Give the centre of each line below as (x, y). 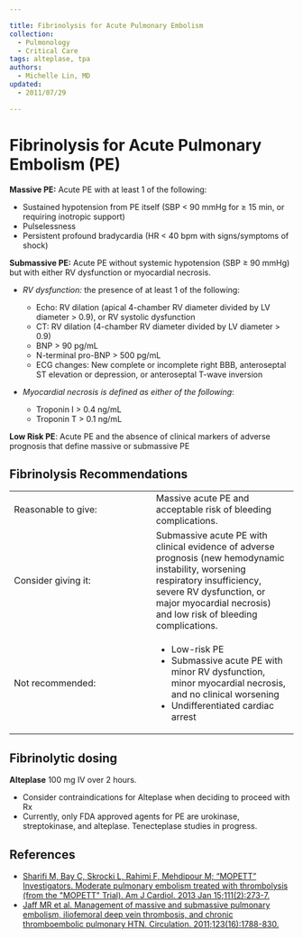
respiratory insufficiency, (209, 581)
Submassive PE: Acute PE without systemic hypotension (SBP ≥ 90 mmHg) (150, 262)
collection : (32, 34)
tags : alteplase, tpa (50, 60)
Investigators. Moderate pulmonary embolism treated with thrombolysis (155, 886)
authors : (26, 68)
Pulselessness (49, 225)
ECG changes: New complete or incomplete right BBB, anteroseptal (161, 364)
